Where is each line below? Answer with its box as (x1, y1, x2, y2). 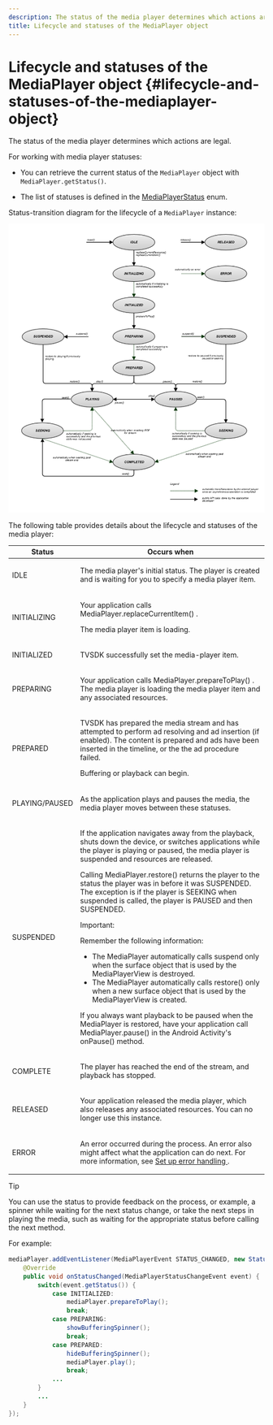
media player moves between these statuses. (80, 803, 232, 812)
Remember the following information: (80, 935, 204, 946)
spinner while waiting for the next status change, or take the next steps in (8, 1206, 254, 1215)
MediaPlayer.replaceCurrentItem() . (80, 609, 198, 618)
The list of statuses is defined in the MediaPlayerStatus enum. (19, 192, 227, 202)
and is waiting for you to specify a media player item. (80, 574, 256, 584)
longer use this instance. (80, 1113, 162, 1123)
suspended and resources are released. (80, 854, 213, 864)
